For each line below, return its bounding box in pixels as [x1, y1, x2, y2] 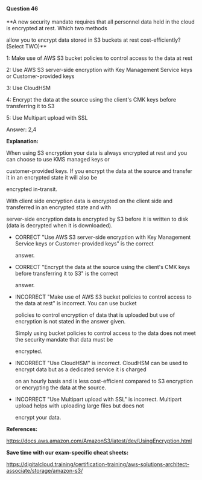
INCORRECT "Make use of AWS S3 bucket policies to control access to [14, 293, 192, 300]
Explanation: [6, 138, 39, 145]
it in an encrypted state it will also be [6, 174, 98, 181]
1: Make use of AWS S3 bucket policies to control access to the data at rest [6, 54, 193, 62]
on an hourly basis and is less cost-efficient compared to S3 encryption [14, 378, 193, 385]
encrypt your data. [14, 414, 62, 421]
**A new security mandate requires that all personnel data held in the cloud [6, 18, 195, 25]
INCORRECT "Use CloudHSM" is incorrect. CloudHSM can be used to [14, 360, 188, 367]
